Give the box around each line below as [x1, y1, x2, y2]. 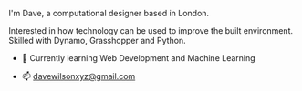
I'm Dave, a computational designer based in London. [8, 8, 210, 18]
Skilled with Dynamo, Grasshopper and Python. [8, 35, 186, 45]
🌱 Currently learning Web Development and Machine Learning [21, 53, 256, 63]
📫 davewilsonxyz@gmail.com [21, 71, 136, 81]
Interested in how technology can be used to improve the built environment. [8, 25, 294, 35]
